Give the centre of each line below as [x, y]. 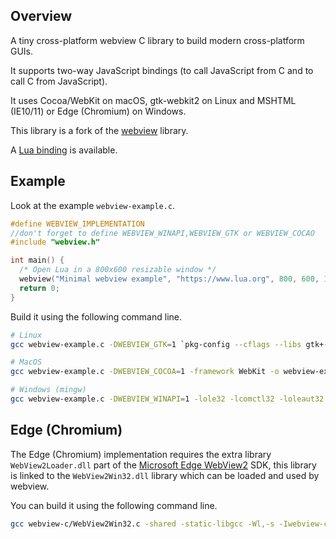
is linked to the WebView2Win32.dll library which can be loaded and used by [165, 475]
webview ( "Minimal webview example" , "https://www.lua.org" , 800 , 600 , [169, 279]
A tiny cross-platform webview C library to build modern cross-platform [157, 40]
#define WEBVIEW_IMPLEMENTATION [77, 224]
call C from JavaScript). [59, 81]
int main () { [37, 260]
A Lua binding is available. [64, 150]
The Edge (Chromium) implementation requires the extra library [141, 454]
